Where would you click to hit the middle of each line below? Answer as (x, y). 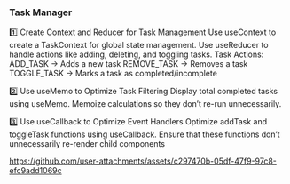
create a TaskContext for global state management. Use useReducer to (139, 45)
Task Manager (41, 12)
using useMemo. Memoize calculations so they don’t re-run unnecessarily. (145, 104)
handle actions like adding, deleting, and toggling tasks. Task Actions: (137, 54)
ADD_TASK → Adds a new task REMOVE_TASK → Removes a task (129, 64)
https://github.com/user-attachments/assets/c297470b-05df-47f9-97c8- (143, 161)
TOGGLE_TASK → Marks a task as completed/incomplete (113, 74)
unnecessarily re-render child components (87, 144)
